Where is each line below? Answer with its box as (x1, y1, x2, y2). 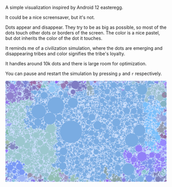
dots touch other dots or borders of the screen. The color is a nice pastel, (5, 30, 160, 35)
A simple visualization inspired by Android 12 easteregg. (5, 5, 123, 10)
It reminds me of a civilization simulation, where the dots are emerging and (5, 45, 163, 51)
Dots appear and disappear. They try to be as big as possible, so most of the (5, 24, 167, 30)
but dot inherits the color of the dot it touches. (5, 35, 102, 41)
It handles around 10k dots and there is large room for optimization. (5, 61, 147, 66)
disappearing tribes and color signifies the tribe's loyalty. (5, 51, 125, 57)
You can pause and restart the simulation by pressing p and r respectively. (5, 70, 162, 77)
